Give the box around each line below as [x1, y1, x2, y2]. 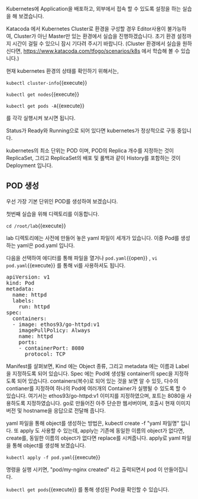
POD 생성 [6, 181, 40, 191]
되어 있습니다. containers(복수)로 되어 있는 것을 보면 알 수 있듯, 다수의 [17, 377, 179, 384]
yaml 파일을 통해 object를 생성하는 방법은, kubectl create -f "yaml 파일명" [6, 420, 180, 427]
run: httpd [18, 303, 50, 310]
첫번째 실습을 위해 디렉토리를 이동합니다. [6, 210, 99, 217]
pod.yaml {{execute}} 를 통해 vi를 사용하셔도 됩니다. [6, 261, 126, 268]
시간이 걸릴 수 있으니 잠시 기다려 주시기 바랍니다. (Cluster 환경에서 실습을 [12, 40, 181, 47]
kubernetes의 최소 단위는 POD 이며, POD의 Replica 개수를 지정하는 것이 [6, 147, 174, 154]
